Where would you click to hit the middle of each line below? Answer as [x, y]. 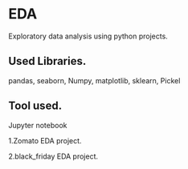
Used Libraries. [47, 61]
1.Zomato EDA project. [45, 140]
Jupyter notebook [38, 125]
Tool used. [35, 106]
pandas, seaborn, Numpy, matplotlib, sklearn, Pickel [94, 80]
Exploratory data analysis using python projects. [88, 36]
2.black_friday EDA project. [53, 156]
